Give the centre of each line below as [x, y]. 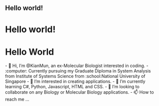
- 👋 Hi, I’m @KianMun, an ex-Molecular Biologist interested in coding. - [77, 66]
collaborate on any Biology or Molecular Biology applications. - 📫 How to [79, 92]
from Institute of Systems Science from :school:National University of [75, 76]
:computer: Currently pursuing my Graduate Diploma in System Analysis [78, 71]
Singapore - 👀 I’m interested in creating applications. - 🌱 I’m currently [75, 81]
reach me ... [17, 99]
